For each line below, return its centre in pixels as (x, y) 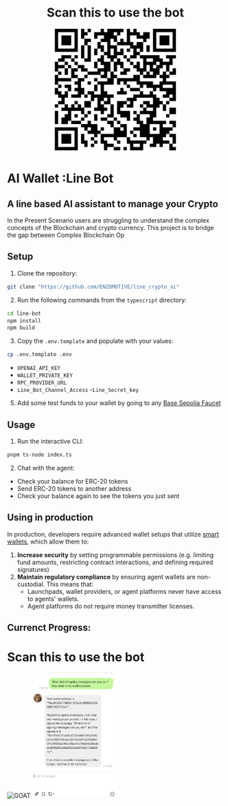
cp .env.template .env (39, 355)
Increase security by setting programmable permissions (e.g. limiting (115, 555)
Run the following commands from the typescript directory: (102, 300)
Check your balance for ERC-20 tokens (72, 481)
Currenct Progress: (49, 628)
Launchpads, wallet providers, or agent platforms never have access (124, 591)
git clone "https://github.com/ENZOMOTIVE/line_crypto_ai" (93, 287)
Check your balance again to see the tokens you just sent (98, 496)
